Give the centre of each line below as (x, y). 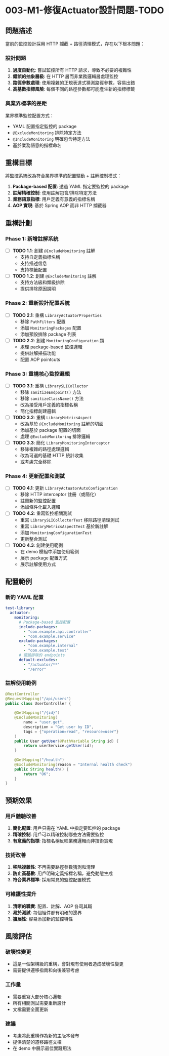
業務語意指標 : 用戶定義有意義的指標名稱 (54, 199)
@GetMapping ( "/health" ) (39, 760)
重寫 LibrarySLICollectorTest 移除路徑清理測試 (70, 520)
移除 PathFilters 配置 (43, 321)
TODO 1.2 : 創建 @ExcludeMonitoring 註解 (54, 276)
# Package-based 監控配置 (45, 622)
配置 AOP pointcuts (40, 359)
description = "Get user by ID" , (59, 727)
